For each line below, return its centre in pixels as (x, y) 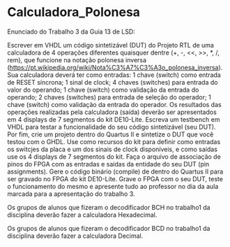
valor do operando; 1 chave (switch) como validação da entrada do (103, 90)
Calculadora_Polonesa (74, 12)
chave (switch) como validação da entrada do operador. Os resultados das (114, 104)
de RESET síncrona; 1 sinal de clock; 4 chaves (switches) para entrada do (113, 82)
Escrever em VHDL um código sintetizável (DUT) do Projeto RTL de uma (111, 45)
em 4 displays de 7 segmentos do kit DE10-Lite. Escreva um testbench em (114, 119)
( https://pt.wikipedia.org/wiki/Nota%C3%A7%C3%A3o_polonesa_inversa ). (115, 67)
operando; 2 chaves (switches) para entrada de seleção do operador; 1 (109, 97)
